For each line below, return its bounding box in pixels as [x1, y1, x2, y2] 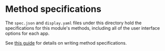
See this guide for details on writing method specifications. [5, 40, 127, 46]
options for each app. [5, 30, 50, 36]
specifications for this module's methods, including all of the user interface [5, 25, 160, 31]
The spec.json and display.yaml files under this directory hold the [5, 20, 142, 26]
